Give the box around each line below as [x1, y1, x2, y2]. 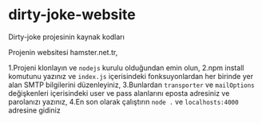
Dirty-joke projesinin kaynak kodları [8, 32, 125, 42]
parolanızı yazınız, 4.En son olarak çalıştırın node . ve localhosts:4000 [8, 97, 239, 106]
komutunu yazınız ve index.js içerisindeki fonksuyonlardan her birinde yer [8, 71, 254, 81]
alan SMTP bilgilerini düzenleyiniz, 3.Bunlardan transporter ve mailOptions [8, 80, 256, 89]
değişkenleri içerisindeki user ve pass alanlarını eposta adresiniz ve [8, 88, 230, 97]
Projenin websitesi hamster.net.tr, [8, 47, 118, 57]
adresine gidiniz [8, 105, 62, 115]
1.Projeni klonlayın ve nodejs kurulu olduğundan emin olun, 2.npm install [8, 62, 244, 73]
